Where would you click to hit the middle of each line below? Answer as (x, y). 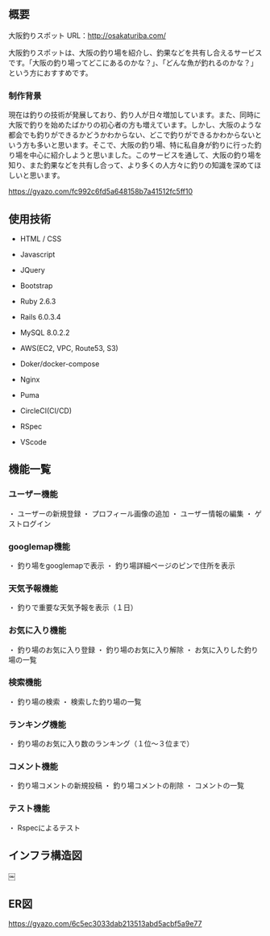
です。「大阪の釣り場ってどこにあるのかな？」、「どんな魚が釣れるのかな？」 (133, 62)
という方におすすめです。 (50, 73)
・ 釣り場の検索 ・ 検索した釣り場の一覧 (75, 701)
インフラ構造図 (46, 856)
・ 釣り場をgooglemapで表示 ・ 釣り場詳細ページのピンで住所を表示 (122, 565)
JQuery (33, 270)
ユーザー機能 (33, 495)
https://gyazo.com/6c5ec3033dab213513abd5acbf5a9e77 (105, 924)
